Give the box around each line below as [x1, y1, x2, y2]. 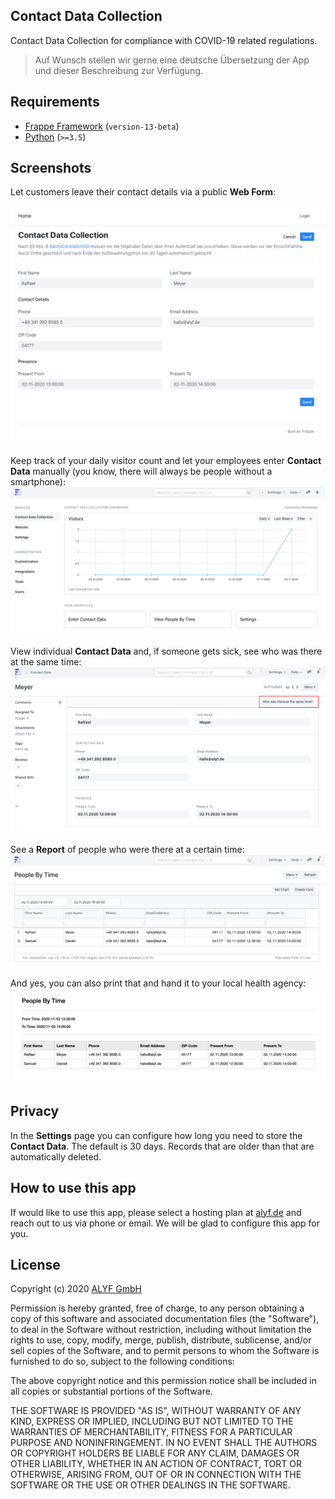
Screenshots [10, 160, 92, 177]
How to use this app [10, 1180, 137, 1197]
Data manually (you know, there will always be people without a [10, 465, 273, 478]
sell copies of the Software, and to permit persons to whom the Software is [10, 1345, 320, 1357]
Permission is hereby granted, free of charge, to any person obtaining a [10, 1302, 305, 1314]
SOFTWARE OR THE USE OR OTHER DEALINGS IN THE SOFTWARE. [10, 1479, 291, 1491]
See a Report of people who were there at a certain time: [10, 843, 245, 855]
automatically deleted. [10, 1150, 102, 1163]
